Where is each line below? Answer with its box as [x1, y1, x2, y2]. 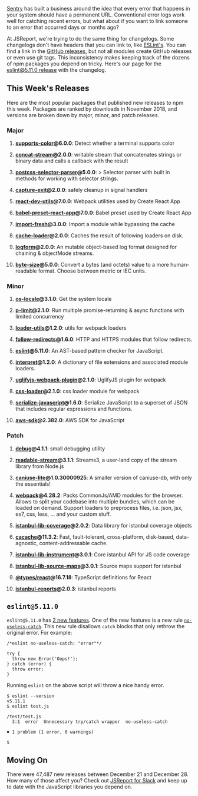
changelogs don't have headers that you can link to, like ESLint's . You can [6, 41, 186, 48]
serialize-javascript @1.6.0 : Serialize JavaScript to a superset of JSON [15, 399, 188, 406]
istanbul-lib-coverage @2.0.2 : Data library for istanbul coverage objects [15, 522, 192, 529]
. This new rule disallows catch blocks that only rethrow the [41, 622, 185, 629]
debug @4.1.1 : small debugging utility [15, 445, 105, 452]
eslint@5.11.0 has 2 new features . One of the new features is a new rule [6, 616, 183, 623]
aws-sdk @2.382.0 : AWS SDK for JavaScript [15, 417, 125, 424]
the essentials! [15, 480, 51, 487]
